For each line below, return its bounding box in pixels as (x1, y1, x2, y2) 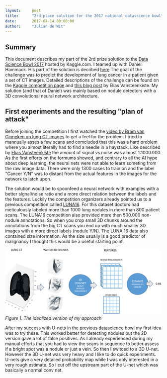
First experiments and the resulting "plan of (5, 107, 144, 116)
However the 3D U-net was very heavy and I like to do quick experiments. (5, 351, 157, 357)
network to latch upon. (5, 176, 52, 182)
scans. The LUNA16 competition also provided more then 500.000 (5, 212, 141, 218)
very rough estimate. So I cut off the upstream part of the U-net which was (5, 362, 158, 368)
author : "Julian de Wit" (5, 24, 66, 29)
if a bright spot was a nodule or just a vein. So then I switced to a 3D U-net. (5, 346, 159, 352)
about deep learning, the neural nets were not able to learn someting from (5, 160, 157, 166)
